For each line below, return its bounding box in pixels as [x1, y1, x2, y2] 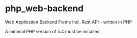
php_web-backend [5, 3, 83, 14]
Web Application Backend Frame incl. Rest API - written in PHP [5, 19, 132, 25]
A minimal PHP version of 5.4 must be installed [5, 28, 100, 34]
